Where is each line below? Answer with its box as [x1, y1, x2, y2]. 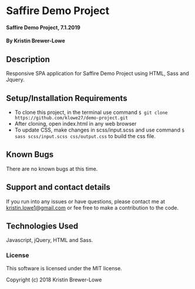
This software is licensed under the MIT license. [6, 264, 122, 271]
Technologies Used [6, 221, 78, 231]
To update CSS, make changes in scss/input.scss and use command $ [14, 126, 185, 133]
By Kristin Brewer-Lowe [6, 37, 66, 45]
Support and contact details [6, 182, 110, 192]
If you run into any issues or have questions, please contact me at [6, 198, 166, 205]
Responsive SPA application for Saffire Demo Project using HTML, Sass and [6, 70, 189, 77]
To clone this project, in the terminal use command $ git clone [14, 109, 168, 116]
